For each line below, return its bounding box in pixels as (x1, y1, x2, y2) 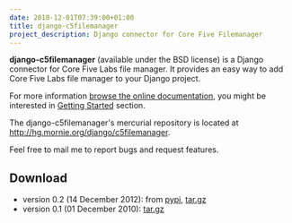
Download (9, 170, 67, 185)
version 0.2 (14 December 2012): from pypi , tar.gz (22, 194, 207, 205)
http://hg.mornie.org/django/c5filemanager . (9, 127, 171, 138)
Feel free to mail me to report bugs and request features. (9, 144, 219, 155)
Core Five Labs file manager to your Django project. (9, 73, 201, 84)
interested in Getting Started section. (9, 100, 146, 111)
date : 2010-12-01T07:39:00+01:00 (9, 13, 135, 22)
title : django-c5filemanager (9, 21, 119, 30)
